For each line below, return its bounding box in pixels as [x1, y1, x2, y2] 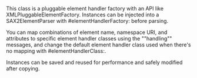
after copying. [6, 65, 40, 72]
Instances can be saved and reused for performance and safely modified [6, 59, 183, 66]
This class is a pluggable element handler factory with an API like [6, 5, 163, 12]
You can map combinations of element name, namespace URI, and [6, 29, 168, 36]
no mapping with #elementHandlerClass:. [6, 48, 106, 55]
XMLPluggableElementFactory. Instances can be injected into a [6, 11, 159, 18]
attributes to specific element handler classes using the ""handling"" [6, 35, 172, 42]
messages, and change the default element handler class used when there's [6, 41, 191, 48]
